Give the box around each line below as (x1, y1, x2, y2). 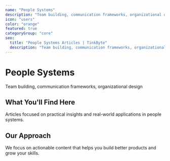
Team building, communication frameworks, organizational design (5, 83, 143, 89)
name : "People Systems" (5, 7, 56, 13)
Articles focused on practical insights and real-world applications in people (5, 112, 162, 118)
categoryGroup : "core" (5, 31, 53, 36)
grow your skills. (5, 150, 39, 156)
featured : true (5, 26, 37, 31)
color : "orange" (5, 21, 39, 27)
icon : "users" (5, 17, 35, 22)
